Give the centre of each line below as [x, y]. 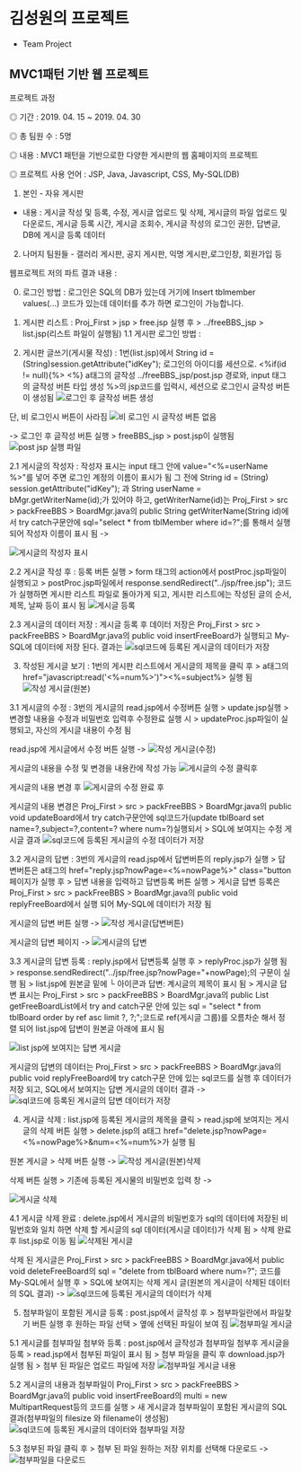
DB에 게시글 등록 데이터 [64, 234]
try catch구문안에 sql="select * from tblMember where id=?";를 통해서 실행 [155, 522]
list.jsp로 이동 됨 [47, 1240]
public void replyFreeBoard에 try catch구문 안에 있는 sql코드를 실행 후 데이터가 [150, 1078]
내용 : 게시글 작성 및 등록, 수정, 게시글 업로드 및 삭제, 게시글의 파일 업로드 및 [155, 212]
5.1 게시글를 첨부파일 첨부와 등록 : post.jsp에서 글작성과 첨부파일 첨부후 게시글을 [150, 1343]
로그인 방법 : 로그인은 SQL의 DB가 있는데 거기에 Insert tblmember [139, 292]
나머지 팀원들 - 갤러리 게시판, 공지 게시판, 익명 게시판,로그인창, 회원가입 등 [152, 253]
